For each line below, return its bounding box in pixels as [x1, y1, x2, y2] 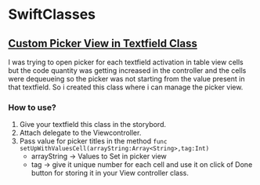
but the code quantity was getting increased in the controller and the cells [8, 66, 247, 75]
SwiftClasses [8, 5, 96, 24]
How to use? [8, 102, 56, 113]
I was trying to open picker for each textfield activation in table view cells [8, 57, 244, 67]
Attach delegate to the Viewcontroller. [19, 128, 142, 138]
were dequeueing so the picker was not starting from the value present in [8, 74, 245, 83]
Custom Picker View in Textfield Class [8, 37, 197, 50]
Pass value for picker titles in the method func [19, 136, 168, 146]
